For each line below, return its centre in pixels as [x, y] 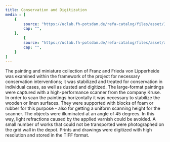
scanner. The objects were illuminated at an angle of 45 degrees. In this [80, 114]
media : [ [16, 15]
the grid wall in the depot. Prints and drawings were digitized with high [79, 130]
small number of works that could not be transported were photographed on [85, 124]
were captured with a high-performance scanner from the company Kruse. [83, 92]
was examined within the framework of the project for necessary [73, 77]
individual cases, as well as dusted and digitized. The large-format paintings [85, 87]
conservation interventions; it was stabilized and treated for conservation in [84, 82]
